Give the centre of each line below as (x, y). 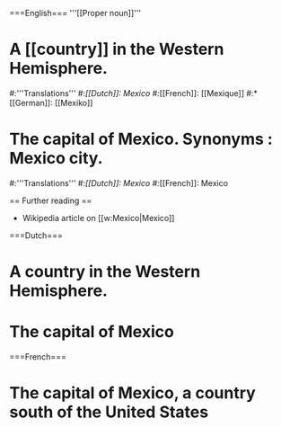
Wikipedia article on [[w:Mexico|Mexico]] (98, 218)
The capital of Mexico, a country (132, 393)
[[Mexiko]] (74, 102)
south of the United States (109, 412)
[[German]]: (31, 102)
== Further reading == (51, 200)
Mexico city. (56, 159)
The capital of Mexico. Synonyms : (141, 139)
